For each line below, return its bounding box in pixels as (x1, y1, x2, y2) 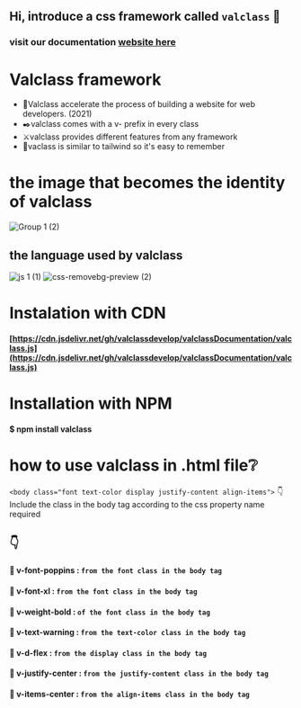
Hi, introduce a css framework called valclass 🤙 (9, 9, 281, 24)
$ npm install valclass (9, 424, 93, 435)
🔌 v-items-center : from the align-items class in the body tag (9, 689, 250, 700)
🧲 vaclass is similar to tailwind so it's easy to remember (22, 141, 226, 152)
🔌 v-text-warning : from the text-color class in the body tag (9, 627, 246, 638)
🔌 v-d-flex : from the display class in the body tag (9, 647, 208, 658)
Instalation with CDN (9, 303, 166, 324)
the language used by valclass (9, 247, 183, 263)
